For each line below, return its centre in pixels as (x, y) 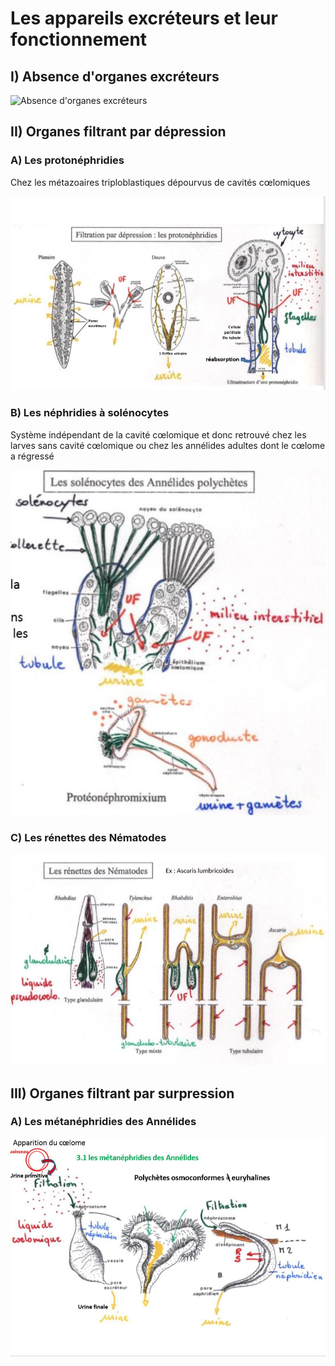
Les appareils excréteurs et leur (144, 18)
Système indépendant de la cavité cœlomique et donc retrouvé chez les (158, 434)
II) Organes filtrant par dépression (118, 132)
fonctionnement (79, 39)
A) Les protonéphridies (67, 160)
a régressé (32, 456)
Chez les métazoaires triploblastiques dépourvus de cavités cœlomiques (160, 182)
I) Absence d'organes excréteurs (115, 76)
